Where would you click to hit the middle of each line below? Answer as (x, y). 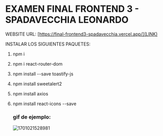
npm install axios (30, 93)
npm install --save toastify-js (43, 74)
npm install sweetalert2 (37, 84)
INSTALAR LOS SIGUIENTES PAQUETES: (48, 44)
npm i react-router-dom (38, 64)
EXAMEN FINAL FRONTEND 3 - (72, 9)
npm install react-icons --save (44, 104)
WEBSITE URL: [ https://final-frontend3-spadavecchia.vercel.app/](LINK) (81, 34)
